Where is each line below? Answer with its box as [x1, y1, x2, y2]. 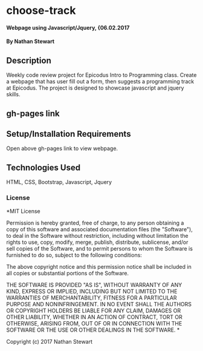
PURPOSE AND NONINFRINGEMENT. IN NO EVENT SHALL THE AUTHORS [6, 300, 192, 307]
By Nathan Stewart [6, 38, 55, 45]
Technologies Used [6, 162, 80, 172]
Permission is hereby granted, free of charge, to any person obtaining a [6, 219, 184, 226]
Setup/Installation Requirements [6, 128, 131, 139]
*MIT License [6, 207, 40, 215]
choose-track [6, 4, 76, 18]
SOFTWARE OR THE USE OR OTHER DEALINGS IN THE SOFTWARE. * [6, 326, 180, 333]
